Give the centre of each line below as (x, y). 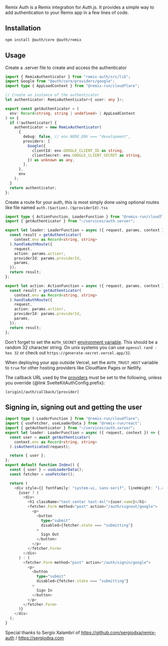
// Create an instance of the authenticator (52, 95)
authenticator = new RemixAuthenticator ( (58, 127)
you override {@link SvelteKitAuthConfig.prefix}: (55, 383)
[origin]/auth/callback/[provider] (42, 392)
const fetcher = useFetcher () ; (42, 474)
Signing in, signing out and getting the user (74, 407)
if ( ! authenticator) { (33, 123)
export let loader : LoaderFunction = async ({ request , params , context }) (86, 230)
